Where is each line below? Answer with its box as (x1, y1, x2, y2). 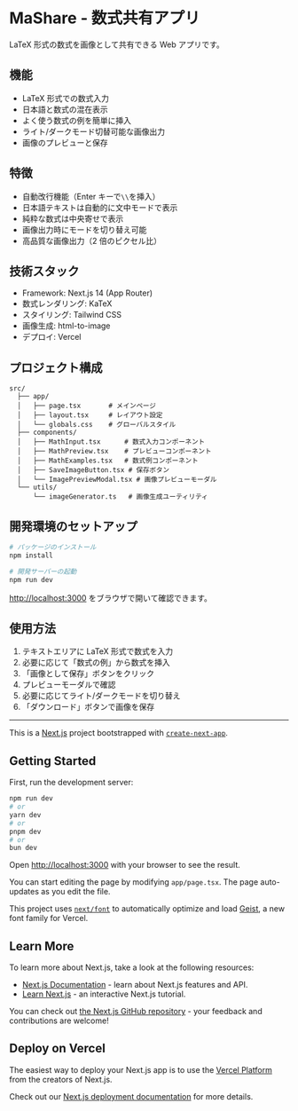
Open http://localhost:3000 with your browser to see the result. (9, 860, 241, 871)
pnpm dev (9, 827, 42, 836)
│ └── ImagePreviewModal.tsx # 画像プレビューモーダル (17, 476, 217, 485)
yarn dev (9, 810, 42, 819)
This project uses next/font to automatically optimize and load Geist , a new (9, 903, 286, 914)
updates (9, 886, 40, 897)
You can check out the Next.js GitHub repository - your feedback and (9, 1006, 263, 1017)
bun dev (9, 844, 38, 853)
